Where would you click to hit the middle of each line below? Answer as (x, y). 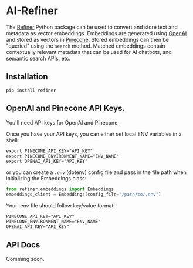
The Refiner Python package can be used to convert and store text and (92, 27)
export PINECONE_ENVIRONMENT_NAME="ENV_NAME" (62, 156)
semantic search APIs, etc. (38, 58)
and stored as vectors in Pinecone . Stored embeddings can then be (87, 39)
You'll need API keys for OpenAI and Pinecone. (62, 122)
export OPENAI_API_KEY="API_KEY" (47, 161)
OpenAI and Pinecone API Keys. (65, 108)
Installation (27, 77)
